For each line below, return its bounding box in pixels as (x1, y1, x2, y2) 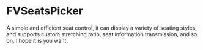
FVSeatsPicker (6, 4, 84, 18)
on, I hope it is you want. (6, 37, 68, 44)
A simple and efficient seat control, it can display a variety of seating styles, (6, 24, 197, 31)
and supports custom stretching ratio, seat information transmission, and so (6, 30, 197, 37)
